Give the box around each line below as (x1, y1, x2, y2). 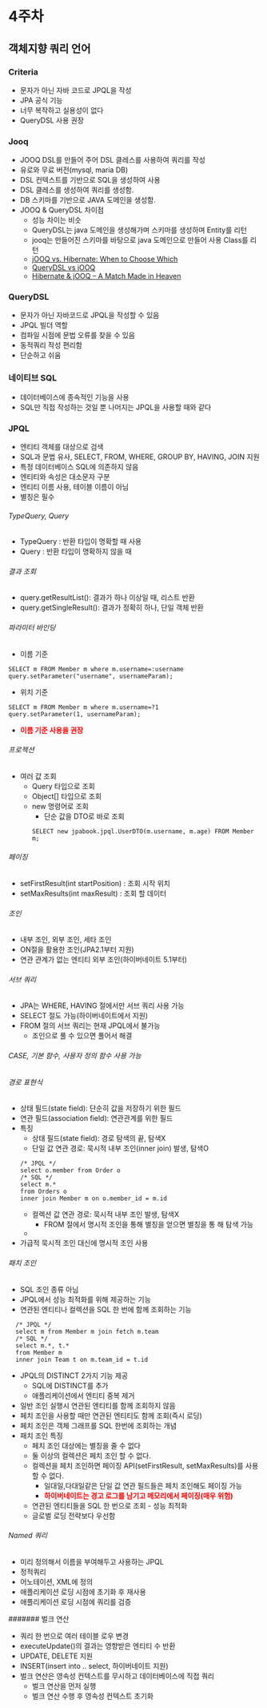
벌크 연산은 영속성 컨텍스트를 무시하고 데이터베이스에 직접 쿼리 (19, 1671, 214, 1681)
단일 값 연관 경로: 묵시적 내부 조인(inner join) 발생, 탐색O (31, 1143, 209, 1154)
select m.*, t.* (15, 1341, 70, 1350)
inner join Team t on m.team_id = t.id (15, 1356, 149, 1364)
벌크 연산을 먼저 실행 (31, 1681, 97, 1690)
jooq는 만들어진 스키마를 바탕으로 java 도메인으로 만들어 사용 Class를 (31, 236, 249, 245)
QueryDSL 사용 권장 (19, 115, 84, 125)
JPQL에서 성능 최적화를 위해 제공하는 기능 (19, 1295, 152, 1304)
